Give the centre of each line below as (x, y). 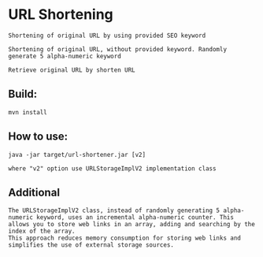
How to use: (38, 137)
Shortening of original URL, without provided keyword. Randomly (117, 49)
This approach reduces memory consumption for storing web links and (125, 238)
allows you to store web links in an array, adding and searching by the (132, 225)
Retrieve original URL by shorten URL (72, 70)
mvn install (28, 112)
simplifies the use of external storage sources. (91, 245)
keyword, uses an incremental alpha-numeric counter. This (135, 218)
